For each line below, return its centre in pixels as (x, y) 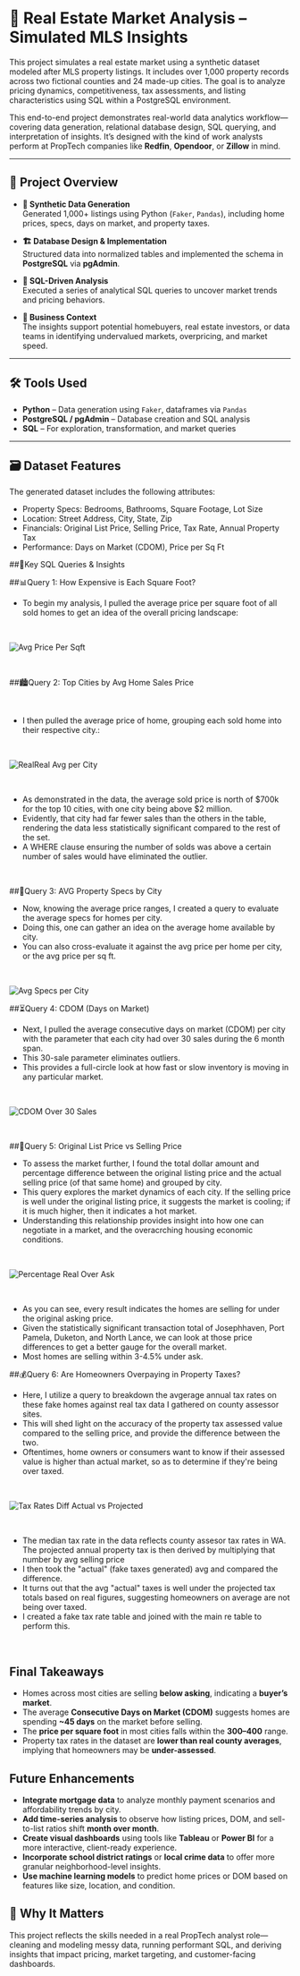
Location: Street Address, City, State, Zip (97, 519)
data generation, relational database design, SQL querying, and (160, 127)
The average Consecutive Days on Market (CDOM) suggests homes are (156, 1712)
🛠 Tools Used (48, 383)
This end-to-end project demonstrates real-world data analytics (127, 117)
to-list (33, 1828)
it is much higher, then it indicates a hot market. (109, 1211)
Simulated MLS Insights (99, 37)
